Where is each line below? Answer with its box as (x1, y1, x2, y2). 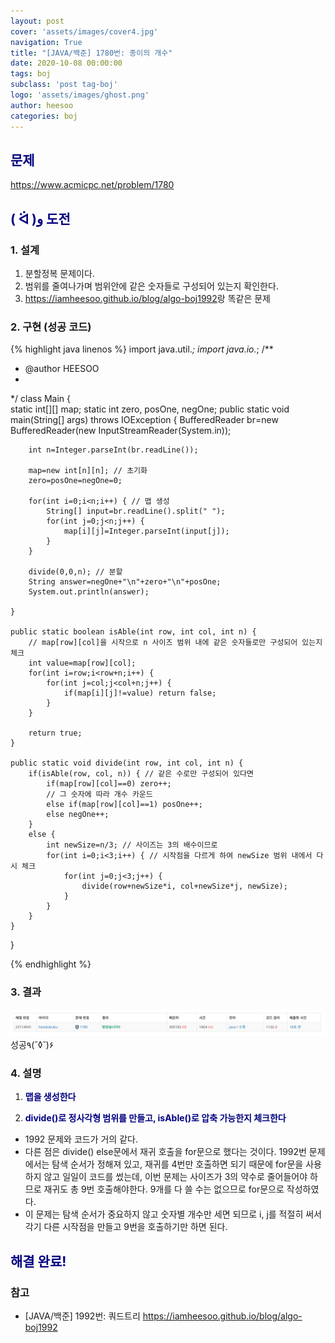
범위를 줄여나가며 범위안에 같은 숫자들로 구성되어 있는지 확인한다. (24, 280, 279, 292)
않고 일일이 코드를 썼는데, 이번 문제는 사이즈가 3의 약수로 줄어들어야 (43, 1171, 308, 1183)
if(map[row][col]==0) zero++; (46, 779, 172, 789)
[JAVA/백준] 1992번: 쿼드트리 (24, 1310, 141, 1322)
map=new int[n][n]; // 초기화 (28, 466, 148, 476)
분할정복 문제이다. (24, 268, 95, 279)
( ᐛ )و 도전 (10, 210, 71, 227)
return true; (28, 728, 83, 739)
